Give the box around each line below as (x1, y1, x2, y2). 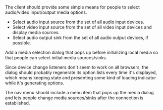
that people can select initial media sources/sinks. (5, 55, 108, 61)
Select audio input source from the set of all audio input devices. (12, 19, 145, 25)
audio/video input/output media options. (5, 9, 87, 15)
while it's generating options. (5, 80, 64, 86)
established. (5, 100, 30, 106)
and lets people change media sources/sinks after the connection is (5, 95, 144, 101)
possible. (12, 40, 31, 46)
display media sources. (12, 30, 60, 35)
